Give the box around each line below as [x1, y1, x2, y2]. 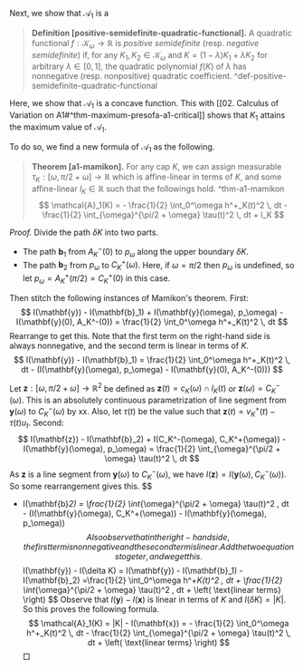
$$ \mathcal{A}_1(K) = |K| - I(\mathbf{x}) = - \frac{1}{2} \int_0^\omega [28, 617, 289, 628]
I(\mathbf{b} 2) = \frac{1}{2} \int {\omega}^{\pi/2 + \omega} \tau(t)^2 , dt [22, 498, 289, 509]
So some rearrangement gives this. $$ [9, 480, 153, 491]
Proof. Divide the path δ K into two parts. [9, 227, 159, 238]
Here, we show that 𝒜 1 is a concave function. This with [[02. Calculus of [9, 98, 279, 111]
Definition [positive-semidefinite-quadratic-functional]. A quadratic [31, 27, 292, 38]
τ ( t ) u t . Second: [9, 417, 64, 431]
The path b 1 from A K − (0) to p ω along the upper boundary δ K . [22, 245, 249, 259]
